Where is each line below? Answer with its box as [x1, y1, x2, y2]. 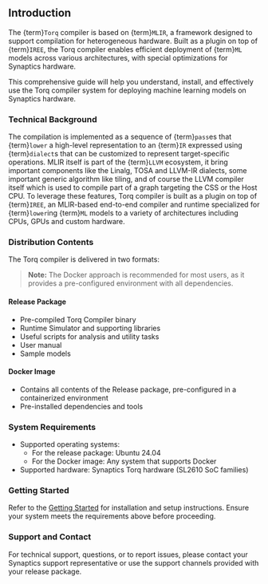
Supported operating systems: [19, 440, 120, 449]
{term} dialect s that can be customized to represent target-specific [8, 149, 230, 159]
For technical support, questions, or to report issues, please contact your [8, 550, 249, 559]
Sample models [19, 349, 72, 358]
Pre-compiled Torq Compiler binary [19, 314, 137, 324]
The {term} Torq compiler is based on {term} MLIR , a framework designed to [8, 27, 253, 37]
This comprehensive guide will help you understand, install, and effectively [8, 77, 254, 86]
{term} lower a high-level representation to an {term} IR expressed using [8, 140, 243, 150]
